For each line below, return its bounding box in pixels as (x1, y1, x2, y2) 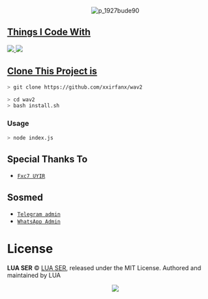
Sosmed (7, 191, 43, 203)
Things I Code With (7, 26, 91, 38)
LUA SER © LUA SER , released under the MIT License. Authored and (7, 263, 201, 272)
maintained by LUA (7, 271, 61, 279)
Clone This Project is (7, 65, 97, 77)
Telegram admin (16, 211, 61, 218)
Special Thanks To (7, 153, 88, 165)
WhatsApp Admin (16, 219, 61, 225)
